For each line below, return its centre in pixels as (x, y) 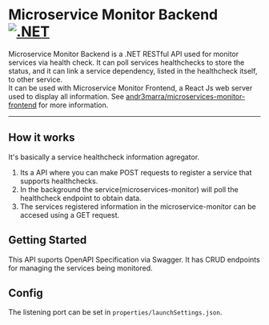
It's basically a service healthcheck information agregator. (104, 157)
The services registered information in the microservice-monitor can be (138, 207)
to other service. (35, 79)
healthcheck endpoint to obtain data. (80, 198)
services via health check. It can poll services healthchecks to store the (126, 62)
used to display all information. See (66, 96)
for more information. (74, 105)
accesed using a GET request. (70, 215)
